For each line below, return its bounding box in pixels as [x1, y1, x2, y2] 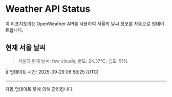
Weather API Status [5, 3, 91, 15]
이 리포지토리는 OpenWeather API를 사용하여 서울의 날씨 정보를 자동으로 [5, 20, 151, 27]
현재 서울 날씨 [5, 43, 46, 52]
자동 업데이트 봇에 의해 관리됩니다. [5, 86, 74, 92]
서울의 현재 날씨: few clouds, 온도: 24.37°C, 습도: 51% [17, 58, 128, 64]
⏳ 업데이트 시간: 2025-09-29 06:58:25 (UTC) [5, 68, 99, 75]
